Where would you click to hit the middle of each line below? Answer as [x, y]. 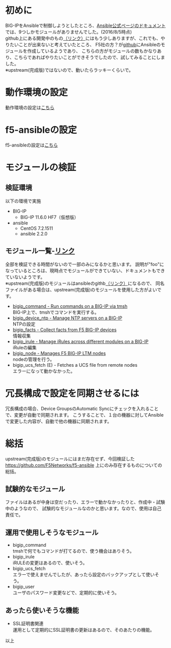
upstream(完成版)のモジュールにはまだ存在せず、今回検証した [70, 459]
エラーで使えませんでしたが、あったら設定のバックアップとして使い [84, 575]
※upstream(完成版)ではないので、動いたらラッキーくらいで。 [69, 70]
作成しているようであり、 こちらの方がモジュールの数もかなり [92, 51]
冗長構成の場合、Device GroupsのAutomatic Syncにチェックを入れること [82, 408]
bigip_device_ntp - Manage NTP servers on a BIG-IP [67, 318]
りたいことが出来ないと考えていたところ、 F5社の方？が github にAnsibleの [83, 44]
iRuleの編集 [25, 347]
